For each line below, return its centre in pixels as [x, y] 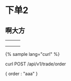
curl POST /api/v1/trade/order [36, 64]
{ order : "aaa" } [21, 74]
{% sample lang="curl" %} [32, 54]
